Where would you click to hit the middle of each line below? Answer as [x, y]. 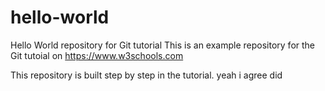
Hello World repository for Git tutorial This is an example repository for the [163, 45]
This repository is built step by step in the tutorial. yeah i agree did [146, 75]
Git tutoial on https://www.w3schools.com [97, 55]
